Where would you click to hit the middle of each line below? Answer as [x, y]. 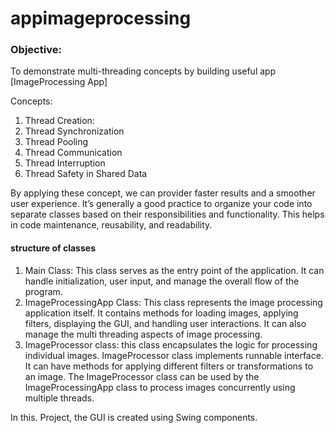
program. [43, 291]
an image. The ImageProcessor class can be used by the [142, 376]
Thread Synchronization [74, 131]
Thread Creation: [59, 121]
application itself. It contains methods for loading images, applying [161, 313]
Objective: [36, 50]
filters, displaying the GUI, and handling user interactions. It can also [165, 323]
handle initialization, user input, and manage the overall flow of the [162, 281]
